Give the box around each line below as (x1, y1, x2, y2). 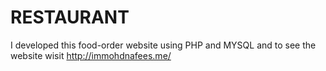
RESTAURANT (10, 6, 130, 29)
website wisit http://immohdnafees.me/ (10, 49, 172, 61)
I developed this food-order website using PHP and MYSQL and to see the (10, 39, 317, 51)
